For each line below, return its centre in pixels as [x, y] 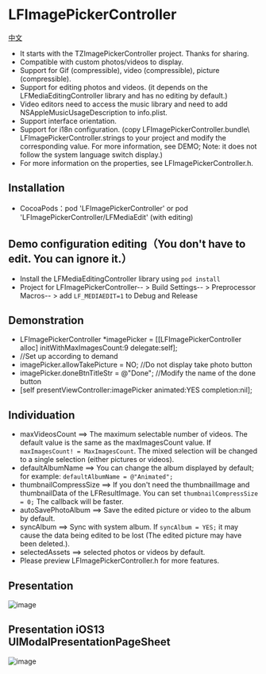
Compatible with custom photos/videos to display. [102, 62]
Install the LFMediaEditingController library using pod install [120, 279]
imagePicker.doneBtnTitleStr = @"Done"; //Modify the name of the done [138, 373]
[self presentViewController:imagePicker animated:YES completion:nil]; [136, 390]
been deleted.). [44, 544]
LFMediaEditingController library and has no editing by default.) [123, 95]
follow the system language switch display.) [91, 154]
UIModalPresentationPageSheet [89, 642]
